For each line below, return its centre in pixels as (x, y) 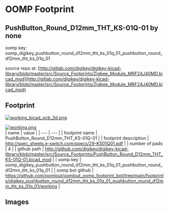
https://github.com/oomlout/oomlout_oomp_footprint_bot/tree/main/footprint (84, 175)
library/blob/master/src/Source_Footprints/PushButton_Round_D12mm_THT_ (84, 154)
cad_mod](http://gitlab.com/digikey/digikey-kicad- (57, 79)
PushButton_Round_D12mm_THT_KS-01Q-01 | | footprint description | (77, 138)
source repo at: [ (22, 68)
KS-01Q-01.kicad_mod (28, 159)
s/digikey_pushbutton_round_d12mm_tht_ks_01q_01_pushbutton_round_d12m (84, 181)
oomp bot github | (75, 170)
